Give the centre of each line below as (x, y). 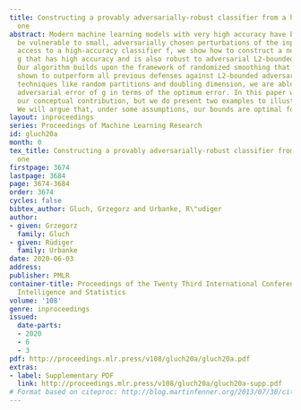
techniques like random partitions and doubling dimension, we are (146, 84)
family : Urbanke (47, 251)
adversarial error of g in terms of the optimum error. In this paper (152, 92)
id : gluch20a (34, 134)
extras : (24, 367)
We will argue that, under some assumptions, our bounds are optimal (150, 109)
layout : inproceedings (52, 117)
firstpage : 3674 (39, 167)
